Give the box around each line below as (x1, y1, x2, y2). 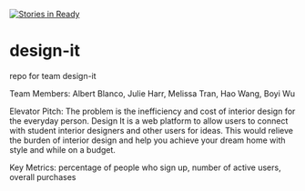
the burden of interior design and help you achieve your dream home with (9, 135, 286, 146)
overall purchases (9, 171, 76, 182)
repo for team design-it (9, 70, 97, 81)
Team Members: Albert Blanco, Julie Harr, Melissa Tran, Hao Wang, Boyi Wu (9, 87, 296, 99)
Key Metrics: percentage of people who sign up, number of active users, (9, 162, 281, 173)
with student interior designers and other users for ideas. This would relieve (9, 125, 294, 136)
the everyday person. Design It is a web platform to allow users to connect (9, 115, 289, 126)
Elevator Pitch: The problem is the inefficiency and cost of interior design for (9, 106, 296, 116)
